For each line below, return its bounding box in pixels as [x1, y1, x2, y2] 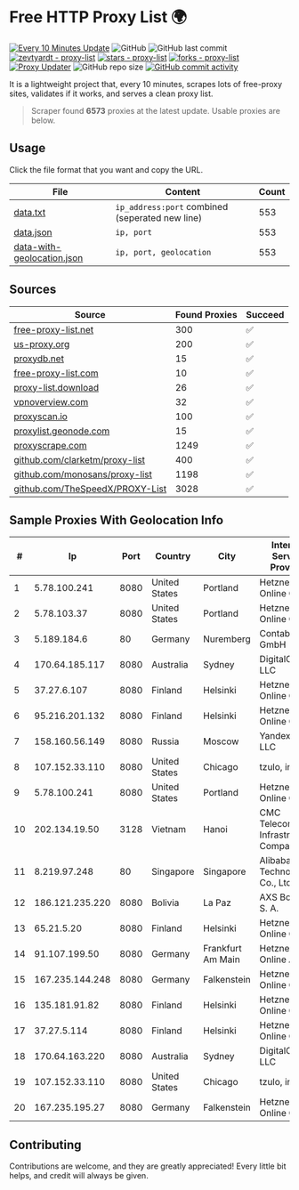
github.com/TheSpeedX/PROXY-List [13, 482, 167, 495]
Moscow [203, 735, 239, 748]
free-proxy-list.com [13, 367, 100, 379]
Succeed [246, 308, 285, 320]
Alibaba [259, 854, 292, 867]
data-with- [13, 240, 62, 253]
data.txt [13, 206, 46, 218]
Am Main [203, 953, 240, 966]
